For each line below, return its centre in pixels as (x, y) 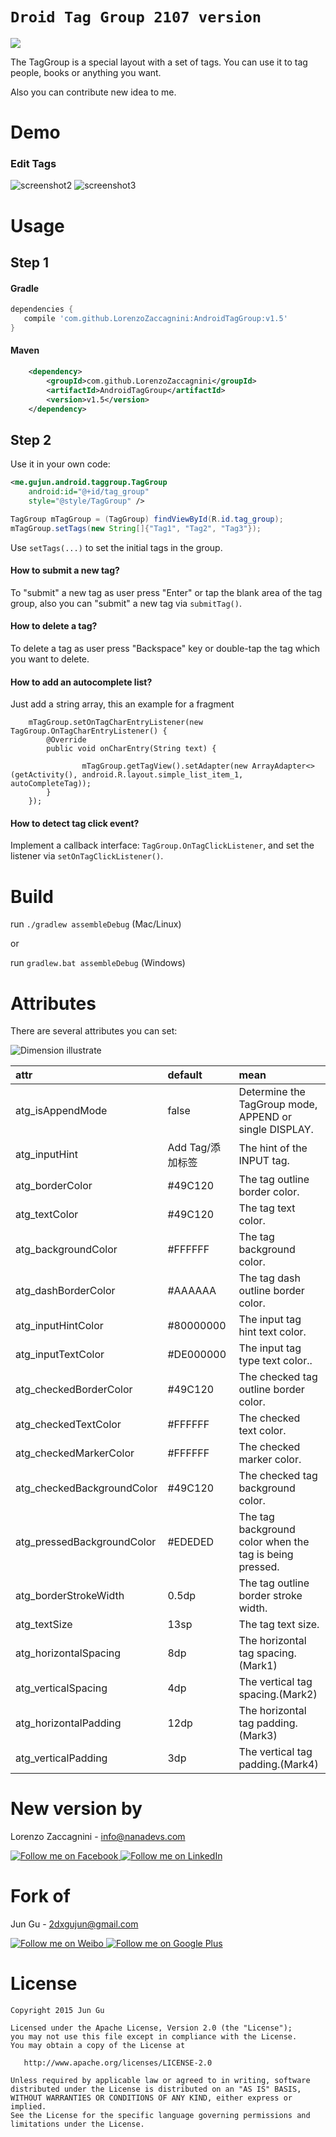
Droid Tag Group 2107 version (136, 17)
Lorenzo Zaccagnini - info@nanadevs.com (98, 1837)
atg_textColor (47, 1215)
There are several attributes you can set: (94, 1031)
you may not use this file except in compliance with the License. (154, 2037)
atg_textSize (44, 1625)
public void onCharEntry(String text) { (131, 749)
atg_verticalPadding (61, 1758)
